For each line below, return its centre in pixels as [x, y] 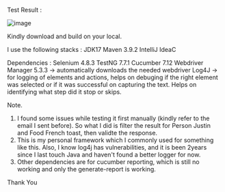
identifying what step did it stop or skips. [64, 92]
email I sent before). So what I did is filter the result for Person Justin [114, 125]
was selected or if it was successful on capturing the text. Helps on [102, 84]
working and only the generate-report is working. [86, 169]
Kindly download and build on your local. [64, 36]
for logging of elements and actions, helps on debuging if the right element [113, 77]
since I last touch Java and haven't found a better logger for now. [109, 154]
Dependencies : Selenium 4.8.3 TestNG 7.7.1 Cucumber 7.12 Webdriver [105, 63]
